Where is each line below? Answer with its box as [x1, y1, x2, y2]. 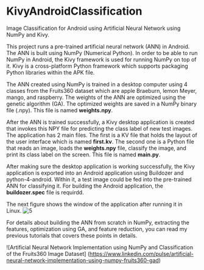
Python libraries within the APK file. [6, 68, 95, 76]
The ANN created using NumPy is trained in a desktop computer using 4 [6, 81, 188, 88]
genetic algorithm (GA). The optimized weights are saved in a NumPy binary [6, 100, 197, 108]
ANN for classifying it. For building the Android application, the [6, 182, 163, 189]
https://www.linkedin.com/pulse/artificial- [89, 250, 194, 257]
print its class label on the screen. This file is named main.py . [6, 151, 161, 158]
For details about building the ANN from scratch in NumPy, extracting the [6, 219, 190, 226]
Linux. [6, 206, 22, 214]
